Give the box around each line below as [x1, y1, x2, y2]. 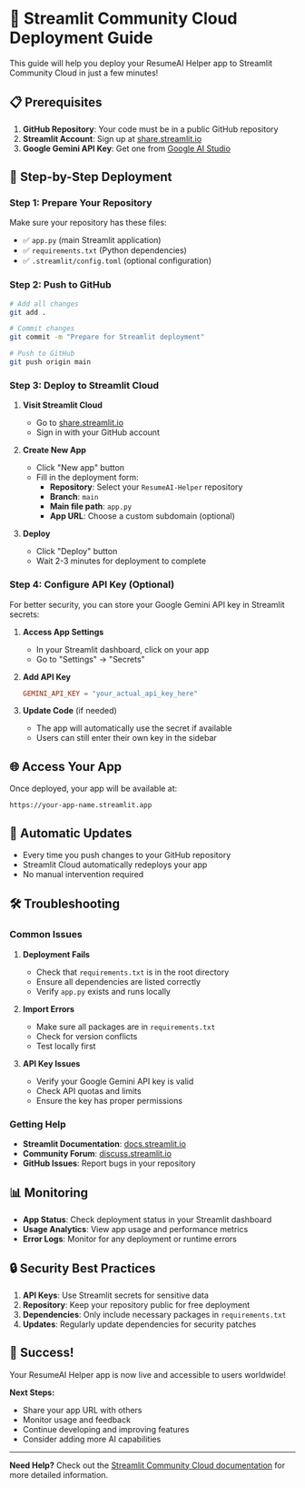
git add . [9, 308, 47, 317]
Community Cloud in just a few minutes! [9, 67, 159, 78]
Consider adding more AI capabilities [22, 1433, 162, 1444]
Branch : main [49, 491, 99, 502]
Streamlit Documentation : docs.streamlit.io [22, 1139, 186, 1149]
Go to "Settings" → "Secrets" [35, 653, 145, 664]
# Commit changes [9, 324, 75, 333]
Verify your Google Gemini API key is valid [35, 1076, 194, 1087]
